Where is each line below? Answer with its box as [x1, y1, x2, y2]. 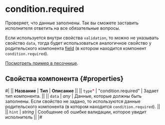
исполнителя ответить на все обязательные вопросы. [5, 25, 121, 31]
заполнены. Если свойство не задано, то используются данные [5, 98, 141, 104]
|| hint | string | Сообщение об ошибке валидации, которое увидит [5, 109, 147, 115]
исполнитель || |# [5, 114, 42, 120]
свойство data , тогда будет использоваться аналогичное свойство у [5, 40, 152, 46]
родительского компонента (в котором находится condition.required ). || [5, 103, 161, 110]
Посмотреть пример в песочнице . [5, 60, 78, 66]
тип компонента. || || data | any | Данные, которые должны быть [5, 93, 142, 99]
